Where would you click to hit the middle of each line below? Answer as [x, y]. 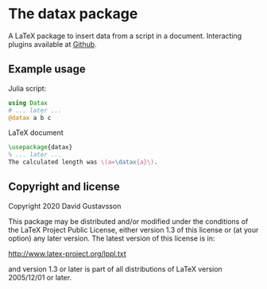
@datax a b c [30, 118]
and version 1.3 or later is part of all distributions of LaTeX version [115, 269]
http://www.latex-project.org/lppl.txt [68, 253]
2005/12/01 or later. [40, 277]
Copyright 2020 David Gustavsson [65, 206]
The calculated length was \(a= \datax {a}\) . [83, 162]
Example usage [47, 69]
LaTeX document [36, 133]
